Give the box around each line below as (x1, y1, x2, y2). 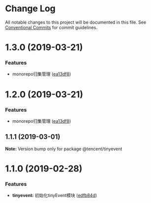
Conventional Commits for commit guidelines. (5, 24, 97, 30)
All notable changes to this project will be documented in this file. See (5, 19, 147, 25)
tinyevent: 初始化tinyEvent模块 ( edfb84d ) (12, 193, 97, 199)
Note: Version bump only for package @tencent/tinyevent (5, 146, 122, 152)
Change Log (5, 3, 56, 14)
